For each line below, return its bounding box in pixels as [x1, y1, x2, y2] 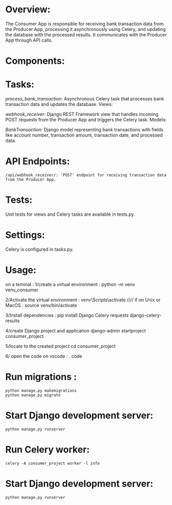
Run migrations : [5, 371, 77, 382]
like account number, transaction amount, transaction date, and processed [5, 132, 163, 138]
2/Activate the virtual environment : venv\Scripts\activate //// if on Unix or [5, 297, 161, 303]
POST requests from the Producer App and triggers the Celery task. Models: [5, 117, 167, 123]
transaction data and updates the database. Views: [5, 101, 113, 108]
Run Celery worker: [5, 444, 90, 455]
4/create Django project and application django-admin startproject [5, 327, 146, 334]
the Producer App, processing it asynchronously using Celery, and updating [5, 26, 166, 32]
